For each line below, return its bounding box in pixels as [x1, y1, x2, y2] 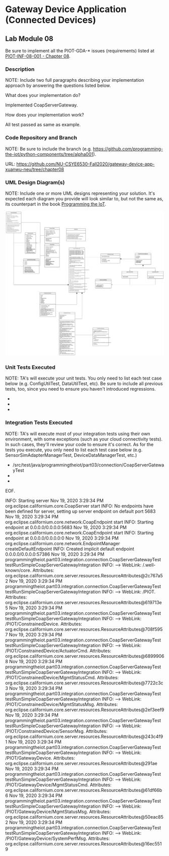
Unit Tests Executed [5, 364, 55, 371]
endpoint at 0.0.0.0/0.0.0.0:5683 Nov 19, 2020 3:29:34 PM [5, 524, 127, 530]
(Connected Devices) [5, 14, 96, 26]
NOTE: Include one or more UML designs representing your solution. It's [5, 190, 155, 196]
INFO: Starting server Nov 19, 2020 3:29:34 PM [5, 497, 104, 503]
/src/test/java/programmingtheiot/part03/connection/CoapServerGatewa [12, 462, 164, 468]
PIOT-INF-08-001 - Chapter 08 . [5, 53, 71, 59]
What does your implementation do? [5, 92, 81, 98]
